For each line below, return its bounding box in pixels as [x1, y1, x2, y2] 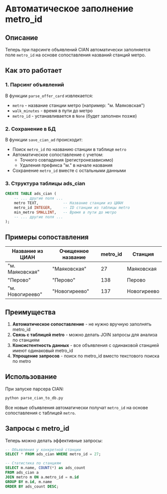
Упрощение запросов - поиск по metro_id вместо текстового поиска [12, 353, 160, 359]
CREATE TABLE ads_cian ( [5, 191, 57, 196]
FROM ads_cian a [5, 470, 39, 475]
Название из [11, 248, 43, 255]
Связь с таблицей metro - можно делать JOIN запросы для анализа [12, 332, 158, 338]
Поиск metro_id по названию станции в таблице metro [12, 146, 127, 152]
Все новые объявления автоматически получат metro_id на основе [5, 404, 148, 410]
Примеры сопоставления [5, 233, 89, 241]
